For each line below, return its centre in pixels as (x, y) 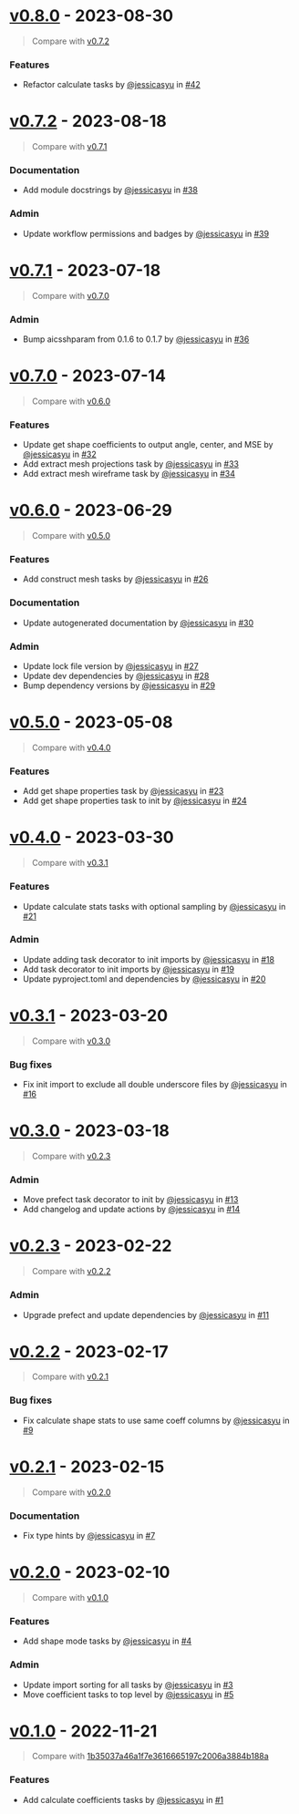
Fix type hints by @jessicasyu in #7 (89, 1536)
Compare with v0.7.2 (70, 41)
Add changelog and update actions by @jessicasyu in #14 (131, 1210)
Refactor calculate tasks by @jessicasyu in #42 (111, 85)
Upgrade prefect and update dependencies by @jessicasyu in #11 (146, 1314)
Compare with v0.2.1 (70, 1376)
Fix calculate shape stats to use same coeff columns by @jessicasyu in (156, 1420)
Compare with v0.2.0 (71, 1492)
